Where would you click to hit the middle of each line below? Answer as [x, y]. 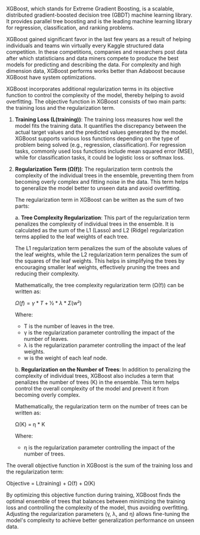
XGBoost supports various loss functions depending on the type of [97, 139]
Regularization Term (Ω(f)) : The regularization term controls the [94, 169]
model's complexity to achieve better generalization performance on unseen [100, 520]
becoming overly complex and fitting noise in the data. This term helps [101, 182]
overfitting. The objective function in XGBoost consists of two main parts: [96, 102]
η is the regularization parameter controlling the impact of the [99, 448]
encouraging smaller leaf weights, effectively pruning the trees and [97, 267]
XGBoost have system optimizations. [51, 77]
